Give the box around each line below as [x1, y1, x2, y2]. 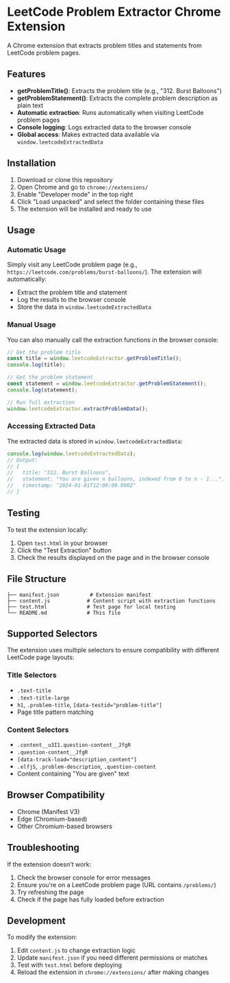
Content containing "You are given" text [16, 769, 129, 778]
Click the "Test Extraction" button [16, 546, 112, 554]
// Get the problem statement [7, 374, 94, 381]
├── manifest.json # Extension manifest [7, 591, 152, 598]
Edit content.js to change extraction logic [16, 946, 136, 955]
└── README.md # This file [7, 609, 121, 616]
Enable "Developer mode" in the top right [16, 190, 133, 199]
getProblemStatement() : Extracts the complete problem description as [16, 94, 218, 102]
